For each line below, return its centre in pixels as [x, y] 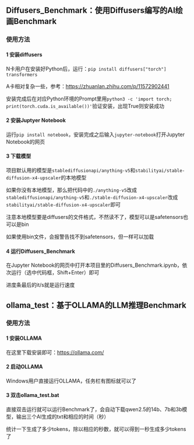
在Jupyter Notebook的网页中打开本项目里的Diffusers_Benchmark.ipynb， [94, 265]
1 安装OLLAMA [24, 338]
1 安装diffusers [24, 54]
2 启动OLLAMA [24, 367]
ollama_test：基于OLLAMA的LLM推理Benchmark [96, 305]
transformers [22, 75]
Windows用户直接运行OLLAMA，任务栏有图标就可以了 [71, 381]
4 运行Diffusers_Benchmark [41, 251]
